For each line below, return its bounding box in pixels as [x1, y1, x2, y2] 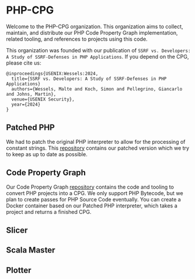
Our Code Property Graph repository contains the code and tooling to [6, 183, 174, 190]
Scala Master [6, 245, 56, 256]
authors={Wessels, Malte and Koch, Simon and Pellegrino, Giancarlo [11, 86, 183, 92]
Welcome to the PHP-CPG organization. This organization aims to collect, [6, 23, 183, 30]
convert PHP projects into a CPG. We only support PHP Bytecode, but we [6, 189, 183, 197]
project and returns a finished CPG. [6, 208, 92, 215]
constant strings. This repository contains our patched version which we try [6, 144, 190, 152]
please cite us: [6, 59, 42, 66]
